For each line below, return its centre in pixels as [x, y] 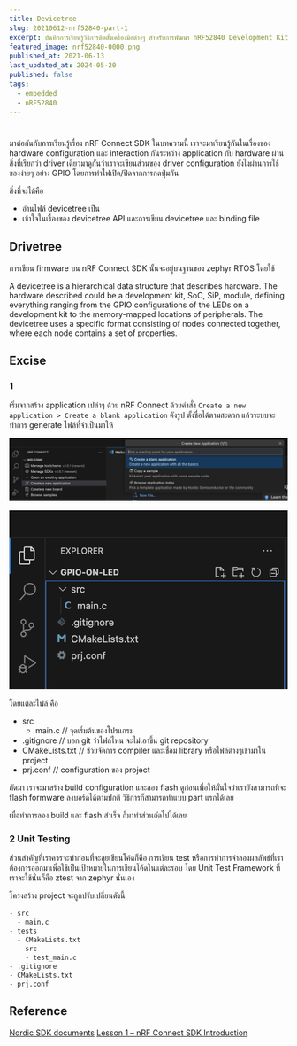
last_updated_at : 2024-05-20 [63, 66]
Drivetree [35, 247]
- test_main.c [51, 957]
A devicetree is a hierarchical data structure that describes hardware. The [144, 286]
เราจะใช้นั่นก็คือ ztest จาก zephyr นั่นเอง [72, 878]
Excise [28, 360]
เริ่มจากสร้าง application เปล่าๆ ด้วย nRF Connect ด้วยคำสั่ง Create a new [127, 405]
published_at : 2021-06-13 [57, 56]
